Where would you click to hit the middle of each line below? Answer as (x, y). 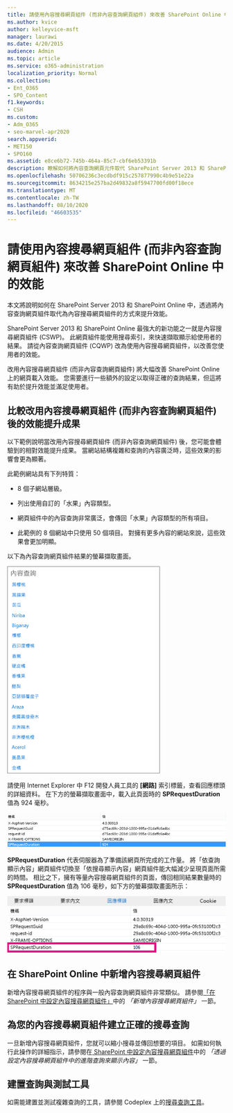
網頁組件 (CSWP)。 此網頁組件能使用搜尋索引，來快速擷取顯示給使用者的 (117, 337)
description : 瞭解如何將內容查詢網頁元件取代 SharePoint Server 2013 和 (106, 169)
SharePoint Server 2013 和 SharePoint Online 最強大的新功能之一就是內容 (112, 328)
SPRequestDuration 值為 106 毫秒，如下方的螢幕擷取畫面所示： (98, 886)
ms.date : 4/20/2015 (35, 44)
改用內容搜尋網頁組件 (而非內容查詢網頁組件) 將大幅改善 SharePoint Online (113, 369)
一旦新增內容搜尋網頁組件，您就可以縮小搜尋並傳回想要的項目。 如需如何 (111, 1043)
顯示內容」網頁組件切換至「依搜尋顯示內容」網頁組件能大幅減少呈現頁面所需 (116, 869)
